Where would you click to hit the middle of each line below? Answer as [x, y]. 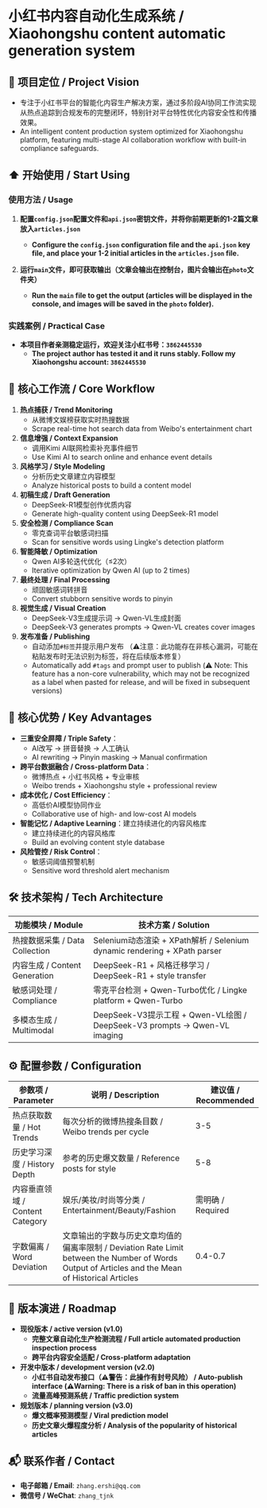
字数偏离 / [31, 1247]
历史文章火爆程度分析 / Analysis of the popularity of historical [134, 1425]
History [41, 1164]
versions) [47, 690]
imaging [108, 1036]
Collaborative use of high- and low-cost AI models [114, 814]
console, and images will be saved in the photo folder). [123, 304]
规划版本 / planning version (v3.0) [76, 1405]
